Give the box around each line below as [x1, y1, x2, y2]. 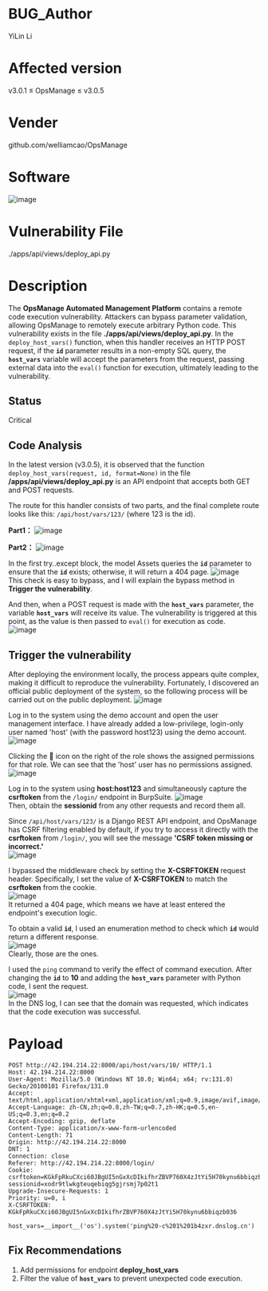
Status [8, 395, 42, 408]
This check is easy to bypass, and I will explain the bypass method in [8, 576, 235, 586]
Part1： [8, 526, 33, 535]
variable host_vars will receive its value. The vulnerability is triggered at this [8, 608, 258, 618]
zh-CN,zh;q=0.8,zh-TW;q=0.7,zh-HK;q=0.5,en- [69, 1103, 219, 1111]
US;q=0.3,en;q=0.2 [8, 1110, 69, 1118]
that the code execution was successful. [8, 1007, 141, 1017]
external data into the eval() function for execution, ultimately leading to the [8, 363, 259, 372]
